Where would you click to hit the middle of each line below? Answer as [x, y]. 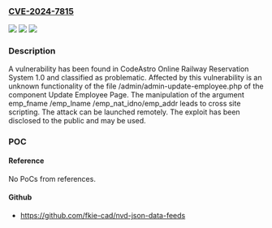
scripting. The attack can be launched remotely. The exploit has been [125, 112]
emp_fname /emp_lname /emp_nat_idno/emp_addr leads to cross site [125, 103]
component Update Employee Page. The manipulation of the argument [127, 94]
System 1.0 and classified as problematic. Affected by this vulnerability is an [135, 77]
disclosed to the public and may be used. [77, 120]
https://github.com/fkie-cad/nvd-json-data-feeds [103, 215]
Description [32, 51]
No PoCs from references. [52, 179]
